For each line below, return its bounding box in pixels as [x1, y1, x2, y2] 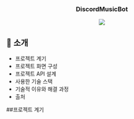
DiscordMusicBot [75, 5, 129, 13]
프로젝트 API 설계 [15, 70, 56, 78]
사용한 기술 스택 [15, 78, 53, 85]
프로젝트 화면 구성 [15, 63, 58, 70]
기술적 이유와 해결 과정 [15, 85, 69, 93]
